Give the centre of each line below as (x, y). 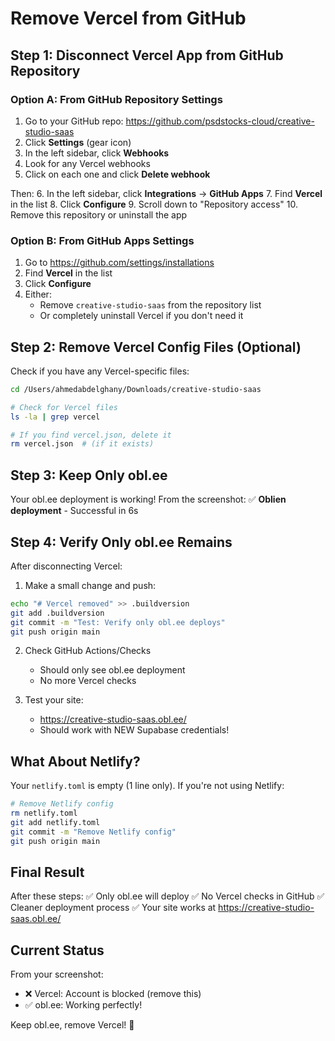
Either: (38, 294)
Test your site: (54, 700)
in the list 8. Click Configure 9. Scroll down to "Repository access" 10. (154, 204)
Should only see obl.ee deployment (112, 670)
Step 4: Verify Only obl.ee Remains (121, 542)
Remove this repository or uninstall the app (99, 214)
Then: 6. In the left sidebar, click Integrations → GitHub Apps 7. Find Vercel (166, 193)
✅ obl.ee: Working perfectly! (83, 1005)
